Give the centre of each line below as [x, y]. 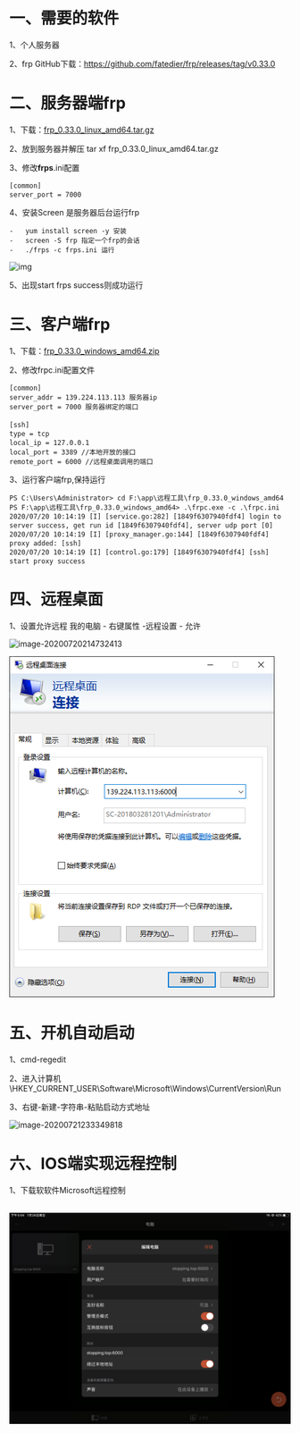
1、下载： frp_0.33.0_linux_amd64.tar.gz [82, 130]
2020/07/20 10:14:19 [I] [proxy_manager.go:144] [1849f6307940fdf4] [139, 534]
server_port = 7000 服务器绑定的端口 [74, 407]
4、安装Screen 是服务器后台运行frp [75, 212]
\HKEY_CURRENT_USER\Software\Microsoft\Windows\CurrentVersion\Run [145, 1088]
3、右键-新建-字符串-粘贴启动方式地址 [79, 1107]
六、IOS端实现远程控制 [93, 1163]
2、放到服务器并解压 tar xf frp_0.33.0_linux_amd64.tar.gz [114, 148]
